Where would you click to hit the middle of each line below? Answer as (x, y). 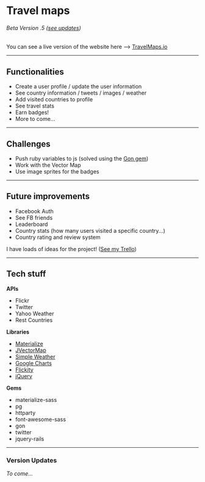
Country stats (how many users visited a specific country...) (90, 230)
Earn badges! (32, 112)
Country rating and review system (58, 237)
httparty (25, 412)
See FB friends (34, 217)
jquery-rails (30, 439)
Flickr (22, 301)
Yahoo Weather (34, 313)
